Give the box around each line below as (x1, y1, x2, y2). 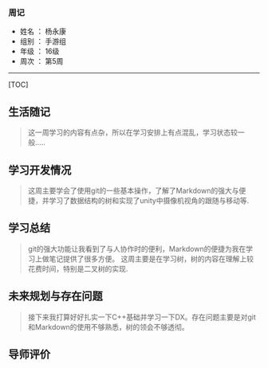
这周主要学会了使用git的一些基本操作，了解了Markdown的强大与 (27, 186, 239, 195)
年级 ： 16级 (19, 46, 60, 57)
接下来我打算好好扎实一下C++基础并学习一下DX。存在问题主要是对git (27, 312, 257, 322)
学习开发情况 (8, 163, 72, 177)
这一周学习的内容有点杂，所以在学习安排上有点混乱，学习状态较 (27, 127, 238, 137)
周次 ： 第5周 (19, 57, 64, 66)
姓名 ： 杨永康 (19, 26, 66, 37)
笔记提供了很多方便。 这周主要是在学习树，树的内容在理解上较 (49, 253, 254, 264)
